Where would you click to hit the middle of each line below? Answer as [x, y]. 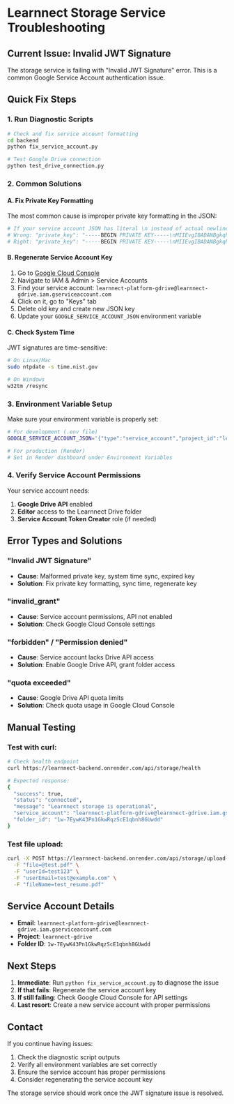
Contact [25, 1027]
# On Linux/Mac [29, 361]
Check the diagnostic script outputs [69, 1057]
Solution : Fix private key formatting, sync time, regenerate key [107, 583]
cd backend [23, 140]
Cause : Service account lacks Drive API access [86, 657]
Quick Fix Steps [42, 99]
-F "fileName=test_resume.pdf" [59, 884]
